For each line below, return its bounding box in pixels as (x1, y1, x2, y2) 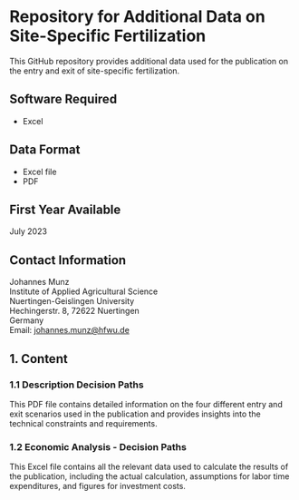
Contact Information (9, 252, 127, 268)
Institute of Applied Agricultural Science (9, 286, 159, 297)
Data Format (9, 142, 81, 158)
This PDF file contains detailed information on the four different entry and (9, 398, 283, 409)
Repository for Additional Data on (9, 6, 265, 27)
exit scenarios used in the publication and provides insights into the (9, 408, 261, 419)
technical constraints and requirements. (9, 417, 158, 428)
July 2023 (9, 226, 48, 237)
